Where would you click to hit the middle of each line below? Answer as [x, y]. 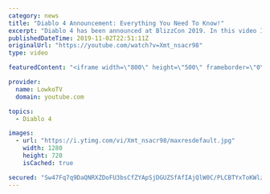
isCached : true [48, 163]
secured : [23, 177]
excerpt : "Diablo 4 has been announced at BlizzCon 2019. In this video [133, 30]
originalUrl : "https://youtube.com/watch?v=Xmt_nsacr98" [106, 46]
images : [21, 133]
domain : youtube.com [50, 97]
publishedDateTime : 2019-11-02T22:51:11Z [79, 38]
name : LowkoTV [39, 89]
